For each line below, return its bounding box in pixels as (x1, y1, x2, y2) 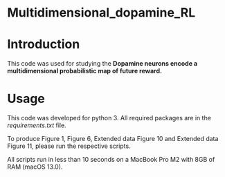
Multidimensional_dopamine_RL (7, 5, 196, 21)
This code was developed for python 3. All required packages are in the (7, 114, 211, 122)
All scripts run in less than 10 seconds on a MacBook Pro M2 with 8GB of (7, 156, 215, 164)
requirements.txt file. (7, 121, 67, 129)
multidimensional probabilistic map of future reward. (7, 67, 163, 75)
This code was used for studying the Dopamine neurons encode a (7, 59, 198, 68)
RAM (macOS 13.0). (7, 162, 63, 171)
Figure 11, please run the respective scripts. (7, 142, 131, 150)
